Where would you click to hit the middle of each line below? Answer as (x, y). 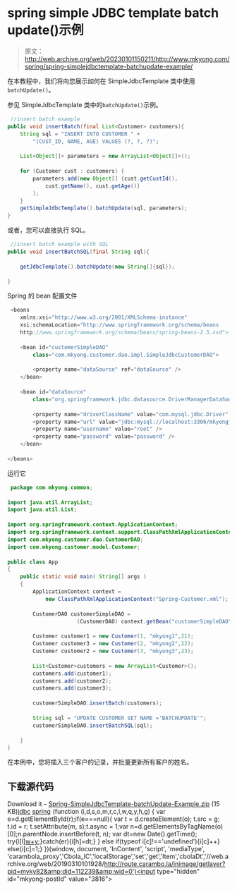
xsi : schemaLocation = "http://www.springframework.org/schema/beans (120, 325)
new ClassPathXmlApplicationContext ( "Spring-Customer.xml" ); (137, 599)
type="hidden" (178, 872)
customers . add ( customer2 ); (72, 681)
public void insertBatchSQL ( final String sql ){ (79, 252)
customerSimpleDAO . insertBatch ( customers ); (97, 703)
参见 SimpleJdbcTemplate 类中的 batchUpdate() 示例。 (85, 104)
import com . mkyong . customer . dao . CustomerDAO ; (75, 540)
